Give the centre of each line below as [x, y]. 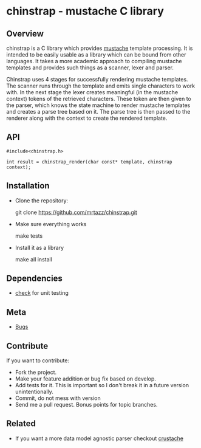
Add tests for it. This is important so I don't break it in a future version [102, 385]
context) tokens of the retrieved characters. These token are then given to [99, 99]
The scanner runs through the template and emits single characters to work [101, 86]
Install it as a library [39, 247]
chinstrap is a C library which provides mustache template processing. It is [100, 48]
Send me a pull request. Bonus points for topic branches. [86, 405]
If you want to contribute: [38, 360]
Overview [25, 34]
